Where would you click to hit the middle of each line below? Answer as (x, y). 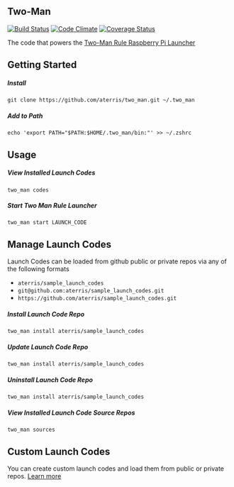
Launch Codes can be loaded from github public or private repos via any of (117, 261)
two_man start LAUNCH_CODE (47, 223)
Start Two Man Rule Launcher (52, 206)
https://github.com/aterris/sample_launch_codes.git (97, 299)
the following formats (38, 269)
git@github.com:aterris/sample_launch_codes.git (91, 291)
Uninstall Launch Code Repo (50, 380)
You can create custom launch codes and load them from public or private (116, 469)
